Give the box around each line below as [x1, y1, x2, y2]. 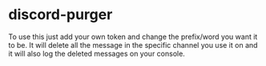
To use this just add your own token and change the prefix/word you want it [8, 32, 258, 41]
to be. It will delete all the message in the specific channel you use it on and [8, 40, 258, 49]
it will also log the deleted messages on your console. [8, 49, 186, 58]
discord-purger [8, 6, 113, 24]
